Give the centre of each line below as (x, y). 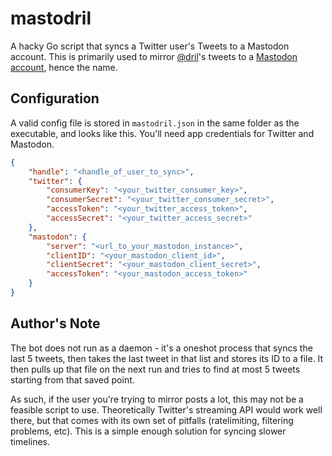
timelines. (30, 441)
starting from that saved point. (72, 379)
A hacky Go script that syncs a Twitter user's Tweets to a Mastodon (150, 46)
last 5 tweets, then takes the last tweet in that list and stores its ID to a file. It (167, 358)
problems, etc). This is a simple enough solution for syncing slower (148, 431)
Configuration (55, 98)
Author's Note (55, 323)
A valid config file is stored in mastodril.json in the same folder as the (155, 123)
